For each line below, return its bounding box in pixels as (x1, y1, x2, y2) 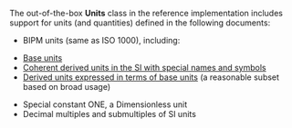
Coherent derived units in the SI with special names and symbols (22, 63, 266, 73)
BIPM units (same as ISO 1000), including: (22, 35, 181, 45)
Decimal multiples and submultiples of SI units (22, 109, 196, 119)
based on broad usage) (22, 82, 111, 92)
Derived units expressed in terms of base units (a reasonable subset (22, 72, 280, 83)
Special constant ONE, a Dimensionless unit (22, 99, 188, 110)
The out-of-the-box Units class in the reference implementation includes (9, 8, 283, 18)
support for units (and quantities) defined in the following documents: (9, 17, 271, 28)
